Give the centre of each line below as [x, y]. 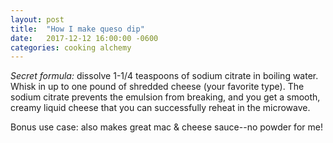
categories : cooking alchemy [71, 47]
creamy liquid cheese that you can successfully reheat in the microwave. [160, 108]
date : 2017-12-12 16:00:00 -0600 [84, 38]
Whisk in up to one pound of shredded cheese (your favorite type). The [157, 87]
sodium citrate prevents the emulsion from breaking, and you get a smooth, [165, 97]
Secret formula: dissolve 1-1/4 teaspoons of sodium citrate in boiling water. [164, 76]
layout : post [37, 19]
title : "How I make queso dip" [77, 29]
